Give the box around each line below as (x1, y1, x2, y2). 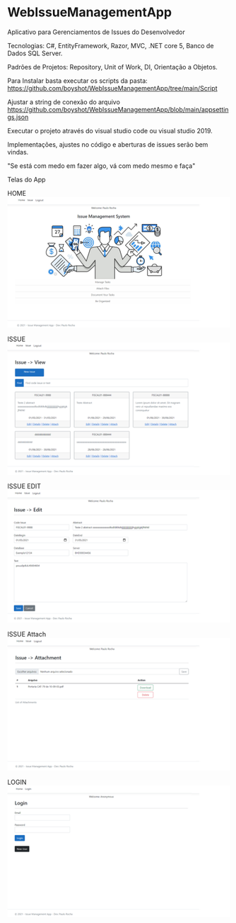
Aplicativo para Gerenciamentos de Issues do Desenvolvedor (7, 28, 185, 36)
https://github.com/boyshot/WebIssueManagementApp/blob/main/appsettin (7, 105, 229, 113)
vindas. (7, 147, 29, 156)
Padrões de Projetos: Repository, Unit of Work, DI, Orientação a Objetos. (7, 62, 218, 71)
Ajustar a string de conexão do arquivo (7, 97, 120, 106)
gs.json (7, 113, 29, 121)
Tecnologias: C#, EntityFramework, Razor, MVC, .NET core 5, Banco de (7, 41, 214, 50)
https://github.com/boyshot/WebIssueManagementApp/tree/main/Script (7, 84, 218, 92)
